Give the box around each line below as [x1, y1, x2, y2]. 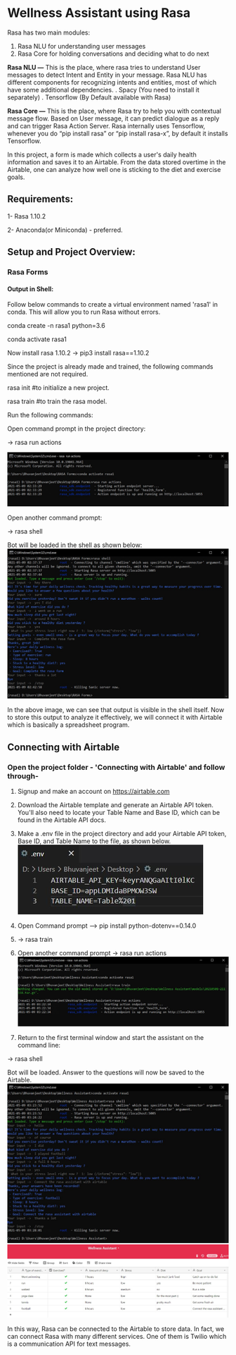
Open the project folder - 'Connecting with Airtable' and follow [7, 762, 225, 772]
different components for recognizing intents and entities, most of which [7, 78, 217, 86]
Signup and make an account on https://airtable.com [17, 787, 170, 796]
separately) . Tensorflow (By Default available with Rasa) [7, 93, 171, 102]
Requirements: [7, 193, 74, 205]
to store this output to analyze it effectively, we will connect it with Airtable [7, 713, 223, 722]
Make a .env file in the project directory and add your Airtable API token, [17, 830, 227, 838]
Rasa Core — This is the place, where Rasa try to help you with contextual [7, 106, 221, 115]
